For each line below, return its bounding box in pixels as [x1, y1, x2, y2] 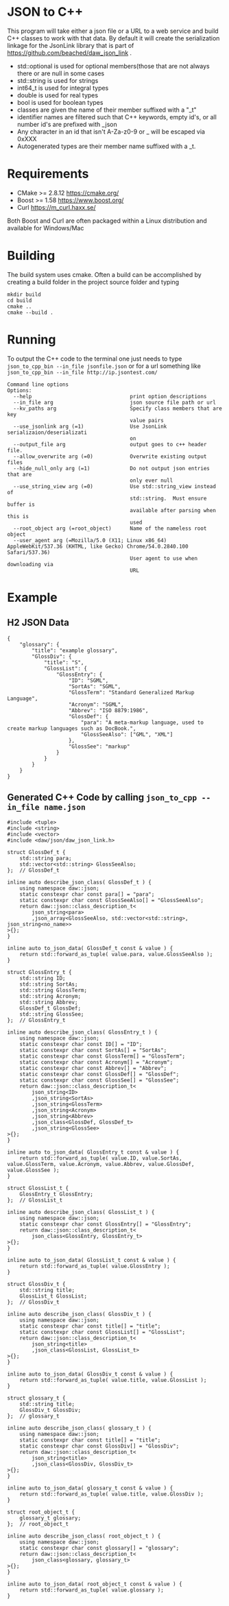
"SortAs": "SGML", [68, 683, 121, 690]
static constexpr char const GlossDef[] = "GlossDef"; [19, 1071, 180, 1078]
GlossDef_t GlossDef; [19, 1005, 81, 1012]
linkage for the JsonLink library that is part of [7, 41, 134, 49]
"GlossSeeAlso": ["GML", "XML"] [80, 731, 173, 738]
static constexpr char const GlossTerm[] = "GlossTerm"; [19, 1053, 186, 1060]
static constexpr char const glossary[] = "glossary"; [19, 1544, 180, 1551]
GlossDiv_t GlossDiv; [19, 1407, 81, 1413]
